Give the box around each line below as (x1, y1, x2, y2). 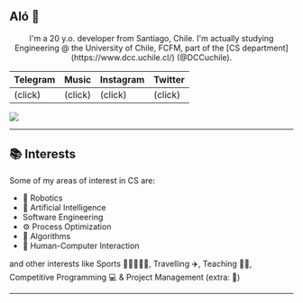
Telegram (14, 73, 56, 85)
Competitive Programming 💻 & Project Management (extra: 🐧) (9, 272, 241, 282)
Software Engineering (22, 211, 104, 222)
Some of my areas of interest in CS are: (9, 174, 156, 185)
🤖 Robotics (22, 192, 63, 203)
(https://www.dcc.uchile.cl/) (70, 51, 176, 63)
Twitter (152, 73, 185, 85)
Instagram (99, 73, 145, 85)
